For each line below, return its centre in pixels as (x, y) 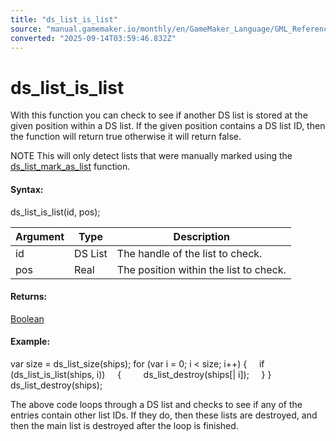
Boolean (27, 318)
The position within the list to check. (201, 269)
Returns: (29, 297)
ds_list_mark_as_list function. (70, 167)
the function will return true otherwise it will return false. (126, 137)
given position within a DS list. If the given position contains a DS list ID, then (168, 126)
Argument (40, 236)
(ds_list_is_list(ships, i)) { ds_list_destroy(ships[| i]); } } (141, 374)
